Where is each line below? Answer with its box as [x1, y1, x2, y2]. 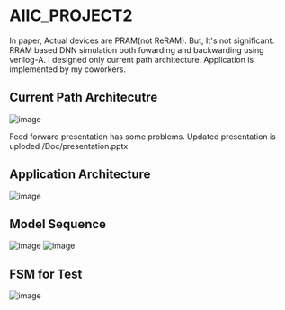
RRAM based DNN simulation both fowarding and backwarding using [9, 44, 264, 55]
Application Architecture [9, 167, 151, 182]
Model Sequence [9, 217, 106, 232]
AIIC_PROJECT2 [9, 5, 133, 26]
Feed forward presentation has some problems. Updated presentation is [9, 131, 277, 142]
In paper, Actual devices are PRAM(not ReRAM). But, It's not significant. [9, 35, 275, 46]
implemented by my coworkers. [9, 64, 127, 75]
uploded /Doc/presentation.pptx [9, 140, 129, 151]
